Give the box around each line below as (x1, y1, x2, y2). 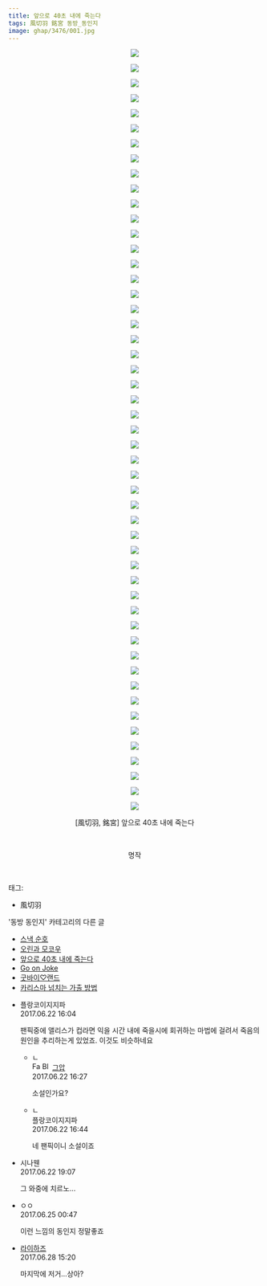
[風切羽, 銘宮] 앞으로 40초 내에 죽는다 (75, 818, 195, 827)
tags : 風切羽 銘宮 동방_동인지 (8, 19, 99, 27)
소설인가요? (31, 1088, 69, 1098)
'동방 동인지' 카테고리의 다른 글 (8, 917, 105, 927)
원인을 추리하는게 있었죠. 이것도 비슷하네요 (19, 1035, 154, 1045)
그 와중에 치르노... (19, 1184, 76, 1194)
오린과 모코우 (19, 945, 62, 954)
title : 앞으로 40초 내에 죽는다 (8, 11, 102, 20)
